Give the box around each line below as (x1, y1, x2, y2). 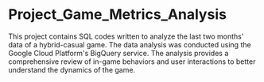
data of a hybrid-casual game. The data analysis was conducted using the (8, 39, 252, 49)
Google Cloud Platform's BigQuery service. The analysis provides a (8, 48, 229, 58)
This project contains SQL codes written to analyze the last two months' (8, 32, 244, 41)
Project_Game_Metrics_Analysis (8, 6, 227, 24)
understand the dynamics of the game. (8, 65, 136, 74)
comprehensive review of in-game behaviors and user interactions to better (8, 57, 256, 66)
